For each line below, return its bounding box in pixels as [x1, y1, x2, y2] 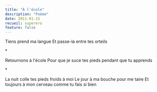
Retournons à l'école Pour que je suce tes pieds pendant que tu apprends [5, 57, 153, 63]
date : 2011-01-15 [5, 16, 40, 21]
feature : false [5, 25, 36, 30]
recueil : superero [5, 20, 42, 26]
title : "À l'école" [5, 7, 45, 12]
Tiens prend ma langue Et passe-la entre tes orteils [5, 38, 108, 44]
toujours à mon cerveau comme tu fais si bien [5, 81, 97, 88]
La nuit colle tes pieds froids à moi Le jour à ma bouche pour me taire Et [5, 76, 149, 82]
